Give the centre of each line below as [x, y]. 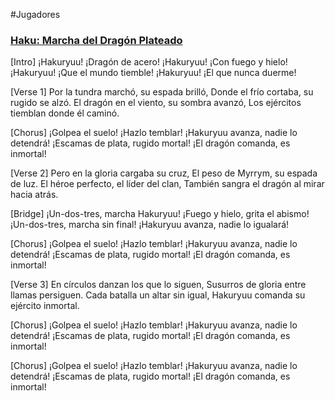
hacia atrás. [34, 195]
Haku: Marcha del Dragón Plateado [96, 40]
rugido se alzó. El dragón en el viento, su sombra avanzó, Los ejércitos [156, 103]
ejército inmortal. [45, 306]
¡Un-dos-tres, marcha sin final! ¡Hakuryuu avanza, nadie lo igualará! [150, 225]
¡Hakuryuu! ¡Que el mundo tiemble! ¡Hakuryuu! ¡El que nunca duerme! [153, 73]
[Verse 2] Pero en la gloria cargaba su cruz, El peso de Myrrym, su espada [164, 173]
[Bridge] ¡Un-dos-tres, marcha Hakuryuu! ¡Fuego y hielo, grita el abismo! [160, 214]
